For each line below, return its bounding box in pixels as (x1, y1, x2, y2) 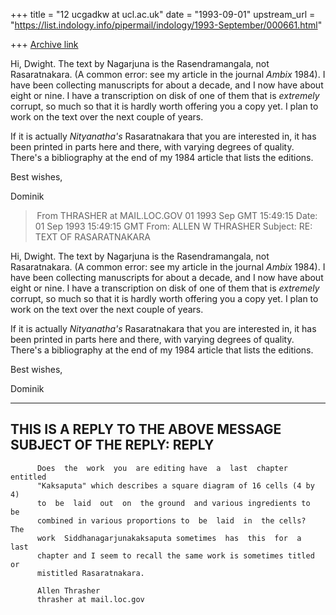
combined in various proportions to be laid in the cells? (36, 515, 307, 526)
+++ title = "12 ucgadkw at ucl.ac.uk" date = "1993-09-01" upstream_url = (10, 9, 316, 20)
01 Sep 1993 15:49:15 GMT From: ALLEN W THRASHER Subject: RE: (34, 220, 313, 232)
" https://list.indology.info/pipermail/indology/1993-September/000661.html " (10, 19, 323, 31)
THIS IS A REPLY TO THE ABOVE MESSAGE (10, 421, 282, 438)
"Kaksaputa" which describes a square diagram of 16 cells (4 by (36, 480, 315, 491)
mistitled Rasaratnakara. (36, 568, 145, 578)
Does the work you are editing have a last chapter (36, 463, 288, 473)
